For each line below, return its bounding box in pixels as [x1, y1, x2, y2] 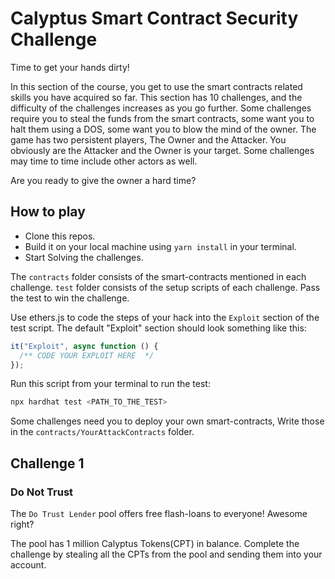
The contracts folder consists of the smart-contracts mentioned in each [10, 270, 307, 282]
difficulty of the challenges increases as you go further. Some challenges [10, 102, 312, 114]
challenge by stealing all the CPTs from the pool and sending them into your [10, 548, 323, 560]
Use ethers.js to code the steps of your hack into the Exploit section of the [10, 311, 320, 323]
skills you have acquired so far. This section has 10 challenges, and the [10, 91, 303, 103]
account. [10, 558, 47, 571]
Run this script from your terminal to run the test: [10, 378, 211, 390]
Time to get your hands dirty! [10, 61, 130, 73]
